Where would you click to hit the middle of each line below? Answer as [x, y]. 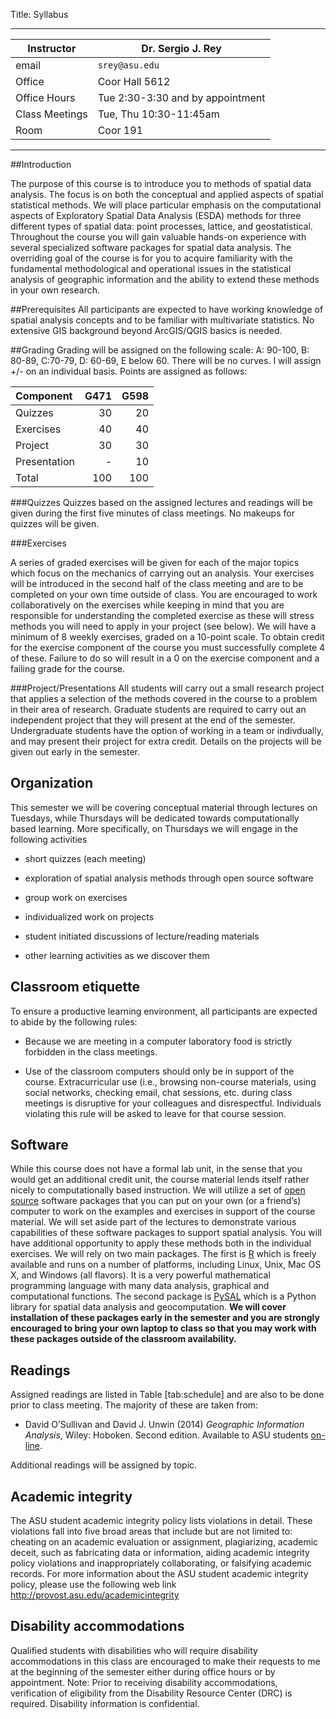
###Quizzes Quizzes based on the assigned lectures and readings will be [161, 502]
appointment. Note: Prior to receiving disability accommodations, [144, 1682]
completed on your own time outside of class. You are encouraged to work [164, 594]
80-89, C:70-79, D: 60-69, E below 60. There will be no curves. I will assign [166, 360]
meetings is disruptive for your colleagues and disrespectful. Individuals [173, 1103]
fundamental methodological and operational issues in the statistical [151, 268]
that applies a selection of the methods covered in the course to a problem [164, 698]
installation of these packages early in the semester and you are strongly [165, 1318]
